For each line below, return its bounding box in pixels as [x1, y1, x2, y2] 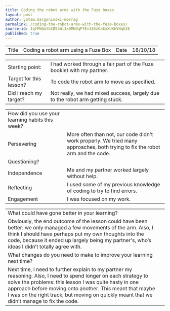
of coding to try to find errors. [67, 187, 138, 194]
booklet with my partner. [50, 67, 109, 74]
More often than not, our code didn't [67, 131, 153, 137]
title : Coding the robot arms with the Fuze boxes [5, 7, 114, 13]
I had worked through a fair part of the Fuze [50, 60, 154, 67]
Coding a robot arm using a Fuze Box [23, 47, 111, 53]
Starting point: [8, 64, 41, 71]
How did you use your [8, 110, 60, 117]
